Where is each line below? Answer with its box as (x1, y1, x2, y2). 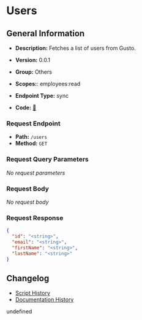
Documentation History (15, 296, 74, 303)
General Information (6, 28, 85, 39)
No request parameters (6, 169, 65, 176)
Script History (15, 289, 51, 297)
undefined (6, 308, 32, 315)
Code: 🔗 (15, 104, 37, 111)
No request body (6, 198, 49, 206)
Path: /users (15, 133, 48, 141)
